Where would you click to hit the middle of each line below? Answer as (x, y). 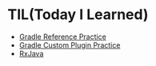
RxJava (31, 53)
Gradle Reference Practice (63, 37)
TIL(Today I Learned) (78, 15)
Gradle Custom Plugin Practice (70, 45)
